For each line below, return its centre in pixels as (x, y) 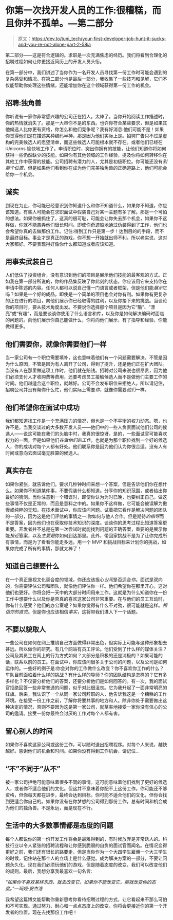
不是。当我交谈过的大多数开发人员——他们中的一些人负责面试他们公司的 (86, 427)
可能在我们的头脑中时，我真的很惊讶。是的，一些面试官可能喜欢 (100, 434)
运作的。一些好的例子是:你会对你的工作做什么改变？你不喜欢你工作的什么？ (85, 669)
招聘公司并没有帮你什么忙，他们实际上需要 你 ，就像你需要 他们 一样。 (77, 390)
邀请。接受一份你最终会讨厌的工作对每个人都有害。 (68, 713)
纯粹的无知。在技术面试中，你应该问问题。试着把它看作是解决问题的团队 (91, 510)
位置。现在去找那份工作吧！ (48, 912)
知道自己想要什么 (32, 566)
